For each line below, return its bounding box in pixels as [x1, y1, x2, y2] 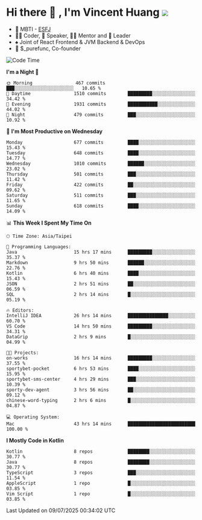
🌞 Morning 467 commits [6, 80, 106, 86]
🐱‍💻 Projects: [6, 349, 39, 356]
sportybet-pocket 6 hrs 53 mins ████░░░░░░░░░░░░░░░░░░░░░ [6, 366, 196, 372]
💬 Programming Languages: [6, 243, 71, 250]
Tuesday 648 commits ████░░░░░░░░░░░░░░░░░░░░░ [6, 150, 196, 156]
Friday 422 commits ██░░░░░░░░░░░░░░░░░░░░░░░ [6, 182, 196, 188]
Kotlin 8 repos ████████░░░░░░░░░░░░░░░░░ [6, 448, 196, 455]
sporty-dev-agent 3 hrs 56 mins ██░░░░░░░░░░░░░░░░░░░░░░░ [6, 387, 196, 393]
